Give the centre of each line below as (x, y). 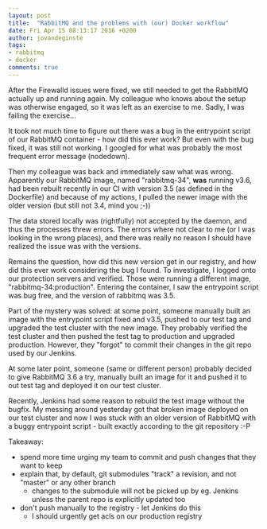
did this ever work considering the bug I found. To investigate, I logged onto (132, 270)
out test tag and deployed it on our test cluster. (85, 385)
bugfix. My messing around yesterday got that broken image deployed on (128, 409)
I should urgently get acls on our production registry (117, 516)
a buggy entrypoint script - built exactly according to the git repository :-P (130, 426)
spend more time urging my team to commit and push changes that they (138, 457)
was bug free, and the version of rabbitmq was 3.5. (92, 295)
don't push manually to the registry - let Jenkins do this (110, 508)
